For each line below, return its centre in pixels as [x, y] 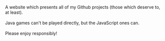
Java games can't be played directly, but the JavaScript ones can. [72, 23]
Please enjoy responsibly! [31, 33]
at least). [14, 12]
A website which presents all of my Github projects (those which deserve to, [83, 7]
